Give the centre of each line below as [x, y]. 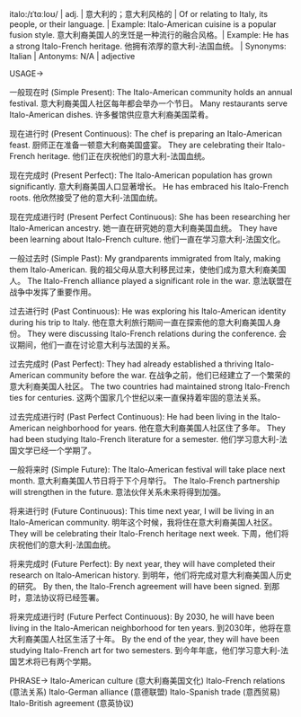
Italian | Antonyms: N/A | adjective [72, 56]
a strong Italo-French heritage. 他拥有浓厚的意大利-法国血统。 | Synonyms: [148, 46]
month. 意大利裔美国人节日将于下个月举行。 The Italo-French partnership [145, 481]
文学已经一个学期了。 [56, 450]
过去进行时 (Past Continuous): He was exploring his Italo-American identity [148, 311]
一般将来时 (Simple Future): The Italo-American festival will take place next [147, 469]
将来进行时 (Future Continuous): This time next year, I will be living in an [142, 511]
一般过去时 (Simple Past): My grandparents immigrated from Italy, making [145, 258]
